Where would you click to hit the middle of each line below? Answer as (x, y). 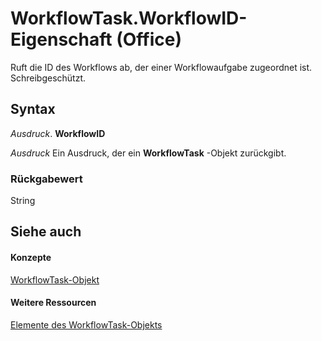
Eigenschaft (61, 39)
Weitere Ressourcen (53, 303)
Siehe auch (46, 232)
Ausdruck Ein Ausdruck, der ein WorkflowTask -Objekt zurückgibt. (148, 153)
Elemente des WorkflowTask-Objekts (86, 324)
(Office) (149, 39)
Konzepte (31, 258)
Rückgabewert (46, 179)
